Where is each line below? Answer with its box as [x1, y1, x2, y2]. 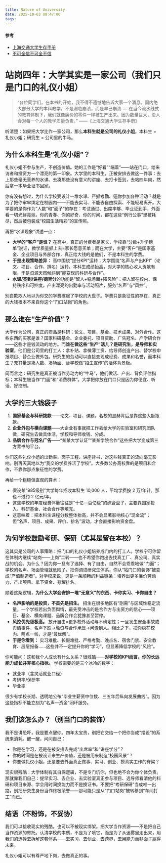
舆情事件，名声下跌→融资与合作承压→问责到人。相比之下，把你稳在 [12, 625, 151, 631]
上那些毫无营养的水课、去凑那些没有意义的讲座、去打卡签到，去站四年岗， [5, 176, 157, 183]
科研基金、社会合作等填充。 [21, 506, 78, 512]
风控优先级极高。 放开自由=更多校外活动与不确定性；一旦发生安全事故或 [12, 618, 160, 624]
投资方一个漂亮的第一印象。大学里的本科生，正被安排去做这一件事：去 [18, 171, 161, 176]
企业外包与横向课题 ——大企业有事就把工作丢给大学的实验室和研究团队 [12, 425, 156, 431]
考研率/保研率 [12, 677, 41, 683]
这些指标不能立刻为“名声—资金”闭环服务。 [5, 699, 91, 705]
